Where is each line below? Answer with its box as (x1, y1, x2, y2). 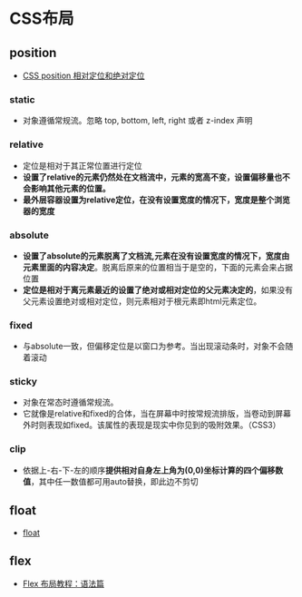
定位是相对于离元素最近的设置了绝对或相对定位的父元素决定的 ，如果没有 (22, 284, 293, 295)
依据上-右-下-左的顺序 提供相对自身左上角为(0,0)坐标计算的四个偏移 (22, 465, 276, 475)
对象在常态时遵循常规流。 (22, 396, 119, 408)
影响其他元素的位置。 (30, 182, 111, 193)
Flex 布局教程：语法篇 (22, 578, 104, 590)
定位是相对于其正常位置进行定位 (22, 160, 142, 171)
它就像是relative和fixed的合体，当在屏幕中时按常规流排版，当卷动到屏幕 (22, 408, 292, 419)
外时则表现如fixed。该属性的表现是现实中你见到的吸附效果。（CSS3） (22, 419, 281, 431)
